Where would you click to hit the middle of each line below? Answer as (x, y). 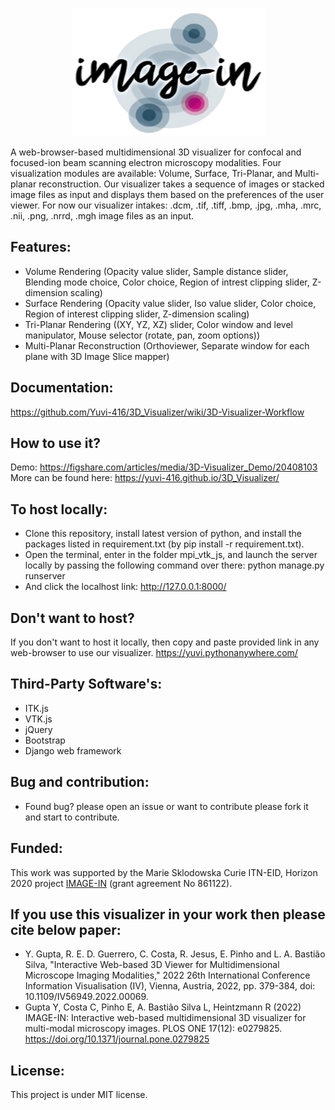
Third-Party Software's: (86, 684)
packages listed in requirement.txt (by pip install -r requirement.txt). (164, 544)
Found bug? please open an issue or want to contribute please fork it (166, 806)
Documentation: (62, 388)
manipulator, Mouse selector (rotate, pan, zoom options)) (142, 335)
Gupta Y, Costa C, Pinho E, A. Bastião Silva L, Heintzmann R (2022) (163, 1007)
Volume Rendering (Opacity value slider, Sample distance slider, (156, 271)
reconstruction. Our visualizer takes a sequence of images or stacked (181, 184)
